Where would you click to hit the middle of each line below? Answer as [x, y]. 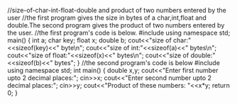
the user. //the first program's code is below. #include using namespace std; [119, 33]
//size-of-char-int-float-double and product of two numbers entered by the [117, 10]
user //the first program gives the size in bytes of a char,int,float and [107, 18]
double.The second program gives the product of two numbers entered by [116, 25]
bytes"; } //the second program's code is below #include [137, 63]
